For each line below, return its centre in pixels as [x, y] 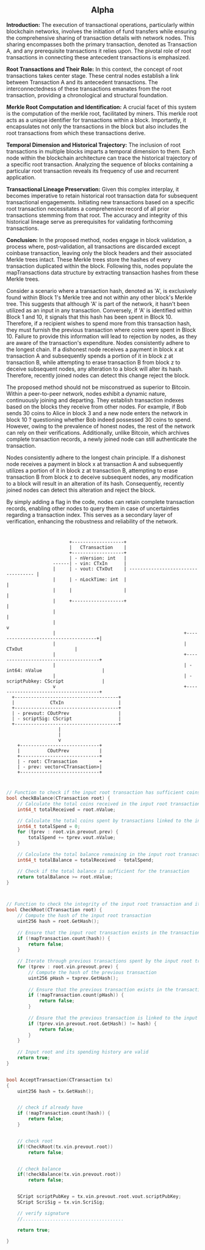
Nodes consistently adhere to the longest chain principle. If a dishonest [96, 457]
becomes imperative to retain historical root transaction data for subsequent [102, 196]
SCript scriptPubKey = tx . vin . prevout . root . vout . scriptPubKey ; [99, 1197]
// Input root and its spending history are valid [83, 1052]
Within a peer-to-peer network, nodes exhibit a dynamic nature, [86, 393]
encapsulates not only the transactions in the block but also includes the [97, 126]
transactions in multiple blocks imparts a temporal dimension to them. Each [101, 151]
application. [21, 177]
